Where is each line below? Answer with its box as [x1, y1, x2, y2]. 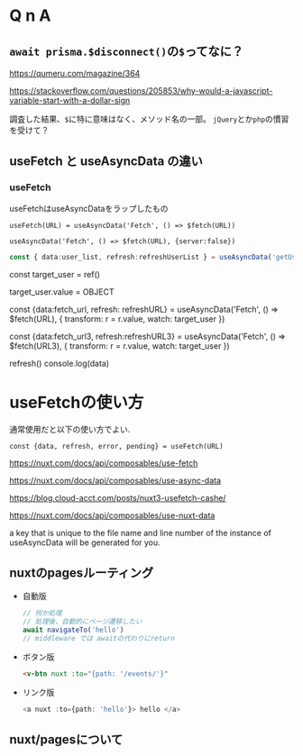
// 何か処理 [22, 609, 62, 618]
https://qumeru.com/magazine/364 [9, 68, 141, 78]
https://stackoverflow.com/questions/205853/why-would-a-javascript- [9, 86, 273, 96]
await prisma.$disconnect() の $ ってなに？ [9, 43, 244, 59]
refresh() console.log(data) [9, 358, 110, 369]
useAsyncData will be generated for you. [9, 537, 161, 548]
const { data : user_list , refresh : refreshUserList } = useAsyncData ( [9, 252, 272, 261]
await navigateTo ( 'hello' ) [22, 625, 124, 635]
